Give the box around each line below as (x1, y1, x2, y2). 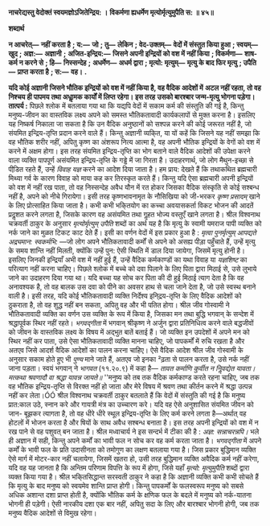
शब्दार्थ (8, 24, 25, 33)
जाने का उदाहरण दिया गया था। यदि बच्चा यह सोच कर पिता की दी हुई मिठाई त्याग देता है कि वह (8, 273, 244, 282)
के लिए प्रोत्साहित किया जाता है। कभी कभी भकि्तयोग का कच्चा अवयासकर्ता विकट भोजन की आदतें (8, 201, 254, 210)
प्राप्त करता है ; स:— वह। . (17, 67, 88, 76)
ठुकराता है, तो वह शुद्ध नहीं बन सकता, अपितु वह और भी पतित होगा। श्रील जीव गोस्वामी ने (8, 300, 231, 310)
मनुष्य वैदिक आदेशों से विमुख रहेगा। (8, 508, 98, 518)
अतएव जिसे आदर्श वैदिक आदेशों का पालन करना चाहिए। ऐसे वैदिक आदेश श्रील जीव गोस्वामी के (8, 346, 243, 355)
